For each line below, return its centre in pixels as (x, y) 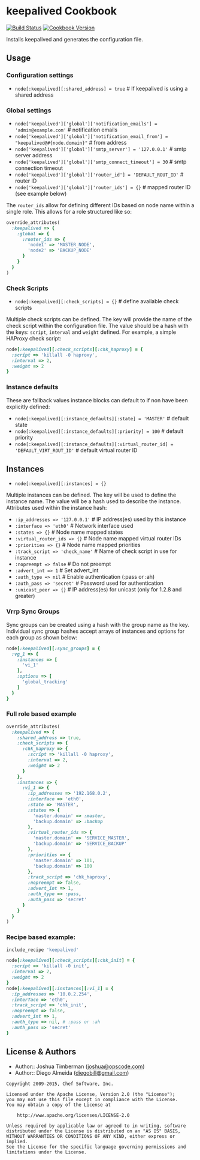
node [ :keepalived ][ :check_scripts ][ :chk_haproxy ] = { (75, 349)
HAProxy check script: (34, 338)
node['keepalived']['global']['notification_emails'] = (86, 124)
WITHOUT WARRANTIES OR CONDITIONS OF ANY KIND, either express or (91, 1136)
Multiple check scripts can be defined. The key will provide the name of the (99, 319)
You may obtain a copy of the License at (59, 1105)
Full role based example (41, 714)
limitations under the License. (46, 1152)
